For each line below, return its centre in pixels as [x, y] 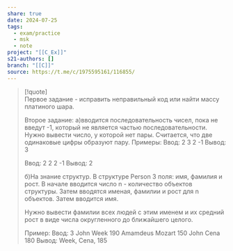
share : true [24, 14]
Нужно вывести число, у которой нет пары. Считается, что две [118, 135]
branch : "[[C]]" [31, 65]
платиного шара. [49, 106]
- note [23, 46]
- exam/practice [37, 33]
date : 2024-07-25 [32, 20]
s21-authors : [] [31, 59]
